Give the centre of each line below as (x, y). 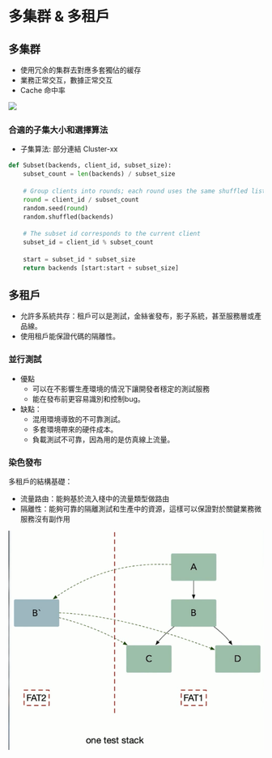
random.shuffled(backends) (68, 217)
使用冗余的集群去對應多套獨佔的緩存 (81, 70)
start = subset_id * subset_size (79, 259)
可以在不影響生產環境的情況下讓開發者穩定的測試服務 (121, 389)
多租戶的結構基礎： (40, 482)
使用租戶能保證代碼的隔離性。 (70, 336)
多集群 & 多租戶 (59, 17)
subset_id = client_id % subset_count (88, 243)
